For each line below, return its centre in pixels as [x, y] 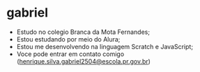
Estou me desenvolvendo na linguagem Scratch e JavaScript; [105, 46]
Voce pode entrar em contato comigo [70, 54]
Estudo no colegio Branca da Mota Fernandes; [83, 32]
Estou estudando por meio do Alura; [68, 39]
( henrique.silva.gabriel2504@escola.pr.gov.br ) [84, 61]
